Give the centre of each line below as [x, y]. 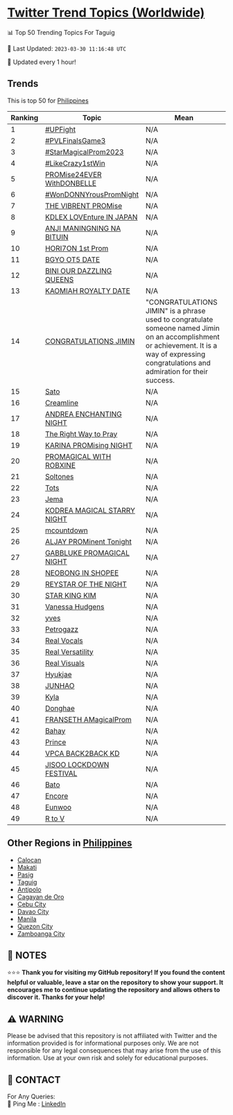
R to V [54, 819]
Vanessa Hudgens [75, 607]
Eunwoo [58, 807]
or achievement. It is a [181, 345]
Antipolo [29, 889]
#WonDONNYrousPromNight [92, 194]
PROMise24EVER [73, 174]
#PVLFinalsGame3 [75, 140]
